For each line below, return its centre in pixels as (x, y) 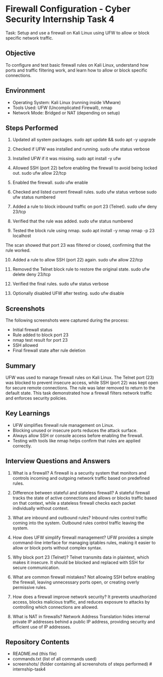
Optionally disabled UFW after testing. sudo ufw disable (68, 293)
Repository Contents (38, 642)
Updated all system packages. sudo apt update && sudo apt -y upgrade (84, 140)
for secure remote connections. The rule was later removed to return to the (81, 388)
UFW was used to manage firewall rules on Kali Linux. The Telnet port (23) (80, 377)
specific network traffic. (29, 38)
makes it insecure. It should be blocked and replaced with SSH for (78, 562)
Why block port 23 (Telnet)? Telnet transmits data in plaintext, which (81, 557)
